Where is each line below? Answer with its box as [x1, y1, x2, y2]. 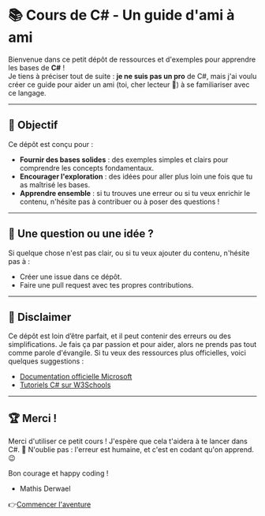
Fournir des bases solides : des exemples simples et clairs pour [19, 155, 229, 164]
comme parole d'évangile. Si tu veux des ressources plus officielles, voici [8, 348, 247, 358]
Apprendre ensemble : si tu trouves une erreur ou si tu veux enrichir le [19, 188, 251, 198]
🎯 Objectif [8, 119, 58, 132]
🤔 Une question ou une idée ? [8, 227, 154, 241]
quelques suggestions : [8, 356, 84, 366]
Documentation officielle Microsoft [19, 372, 132, 382]
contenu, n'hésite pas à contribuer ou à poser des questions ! [19, 197, 220, 206]
